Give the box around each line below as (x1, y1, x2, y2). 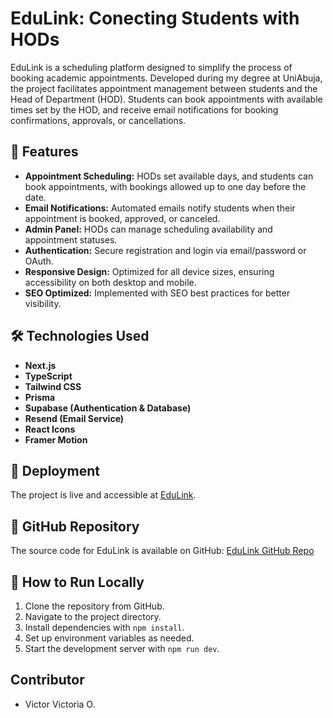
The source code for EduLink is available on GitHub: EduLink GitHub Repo (10, 545, 315, 557)
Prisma (24, 391, 56, 403)
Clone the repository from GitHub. (24, 600, 165, 612)
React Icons (24, 423, 76, 435)
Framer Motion (24, 433, 88, 446)
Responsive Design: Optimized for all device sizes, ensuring (24, 265, 275, 277)
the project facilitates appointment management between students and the (10, 82, 318, 94)
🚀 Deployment (10, 462, 100, 479)
